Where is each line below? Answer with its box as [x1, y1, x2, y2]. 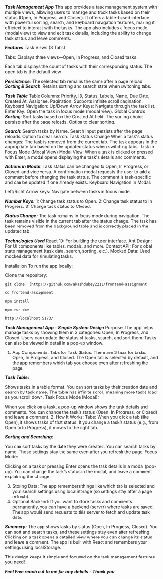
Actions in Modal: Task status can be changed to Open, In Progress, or [5, 164, 149, 169]
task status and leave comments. [5, 35, 72, 41]
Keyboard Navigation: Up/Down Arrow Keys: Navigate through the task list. [5, 103, 156, 109]
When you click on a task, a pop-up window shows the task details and [5, 404, 148, 410]
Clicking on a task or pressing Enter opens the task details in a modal [5, 463, 144, 469]
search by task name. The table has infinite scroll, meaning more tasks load [5, 389, 157, 395]
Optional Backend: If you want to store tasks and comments [12, 499, 133, 504]
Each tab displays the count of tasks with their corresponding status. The [5, 63, 152, 69]
